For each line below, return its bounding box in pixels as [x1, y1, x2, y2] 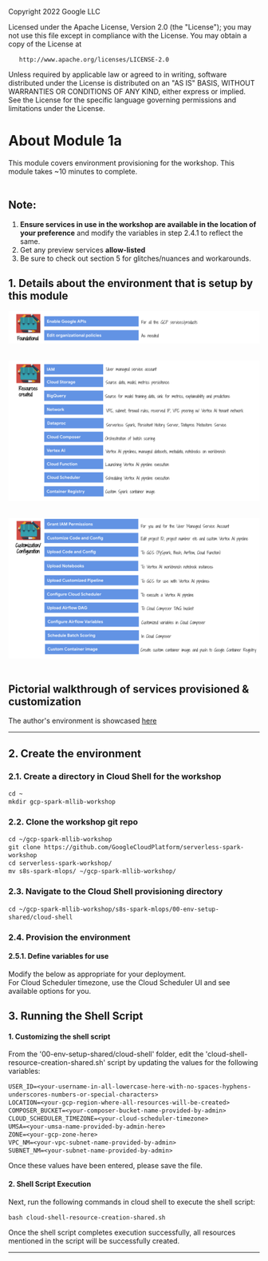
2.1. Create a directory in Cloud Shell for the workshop [8, 771, 222, 782]
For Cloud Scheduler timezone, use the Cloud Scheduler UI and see [8, 977, 231, 987]
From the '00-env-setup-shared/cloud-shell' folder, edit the [8, 1049, 204, 1059]
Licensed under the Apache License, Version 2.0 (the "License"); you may [8, 22, 252, 31]
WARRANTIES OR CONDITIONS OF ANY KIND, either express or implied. [8, 87, 246, 96]
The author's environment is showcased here [8, 716, 157, 726]
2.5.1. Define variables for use [8, 952, 109, 961]
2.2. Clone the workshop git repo [8, 816, 138, 828]
